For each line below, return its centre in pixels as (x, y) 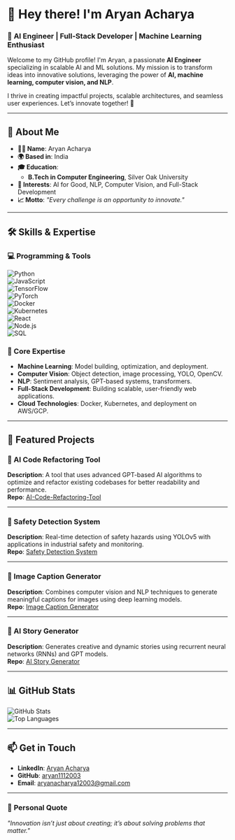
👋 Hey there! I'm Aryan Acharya (101, 14)
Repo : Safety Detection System (52, 552)
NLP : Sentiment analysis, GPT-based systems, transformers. (105, 381)
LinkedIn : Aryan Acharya (53, 768)
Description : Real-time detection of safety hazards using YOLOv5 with (109, 537)
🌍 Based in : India (43, 157)
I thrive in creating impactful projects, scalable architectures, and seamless (115, 96)
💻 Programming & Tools (49, 256)
